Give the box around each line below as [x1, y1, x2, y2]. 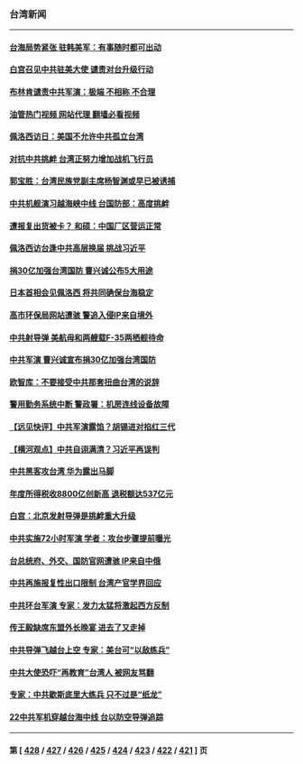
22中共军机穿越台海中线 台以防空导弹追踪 [9, 711, 164, 723]
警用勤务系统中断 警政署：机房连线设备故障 [9, 399, 170, 410]
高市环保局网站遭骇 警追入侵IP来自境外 [9, 309, 153, 321]
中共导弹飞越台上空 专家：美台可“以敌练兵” [9, 644, 170, 655]
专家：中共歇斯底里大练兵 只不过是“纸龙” [9, 689, 162, 700]
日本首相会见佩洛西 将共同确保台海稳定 [9, 287, 154, 299]
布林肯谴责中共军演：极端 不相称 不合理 [9, 87, 156, 97]
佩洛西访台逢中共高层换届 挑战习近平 [9, 243, 146, 253]
